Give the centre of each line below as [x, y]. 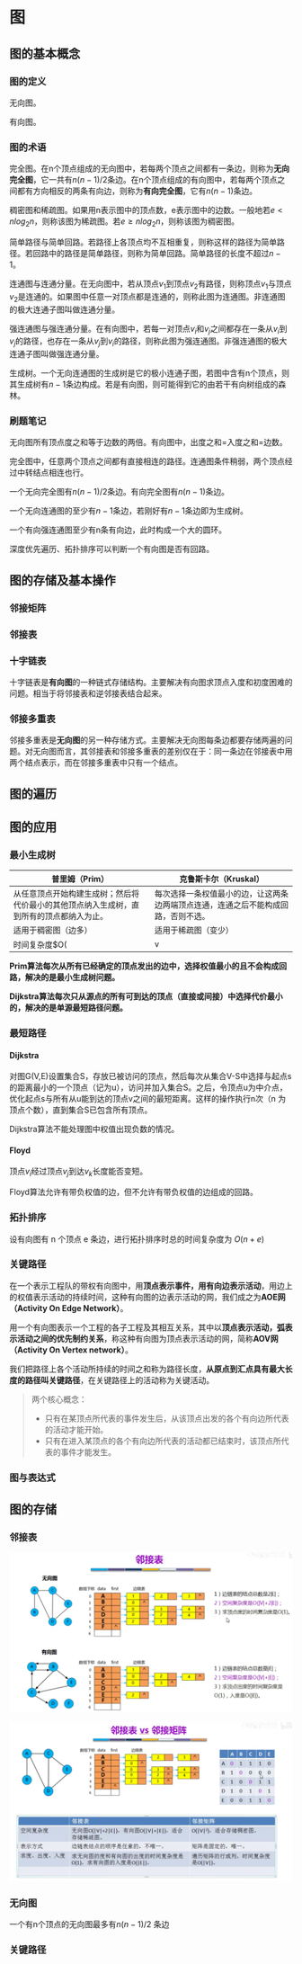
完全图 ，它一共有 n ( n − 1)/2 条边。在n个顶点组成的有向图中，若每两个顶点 [143, 180]
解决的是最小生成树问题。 [72, 978]
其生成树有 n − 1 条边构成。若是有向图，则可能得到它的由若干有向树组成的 [144, 384]
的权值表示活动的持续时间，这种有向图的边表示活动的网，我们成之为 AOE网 [147, 1297]
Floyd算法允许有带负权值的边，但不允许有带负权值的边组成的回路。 [133, 1192]
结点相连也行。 [60, 473]
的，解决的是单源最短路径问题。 [68, 1008]
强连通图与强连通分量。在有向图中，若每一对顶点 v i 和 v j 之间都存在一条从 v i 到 [148, 330]
